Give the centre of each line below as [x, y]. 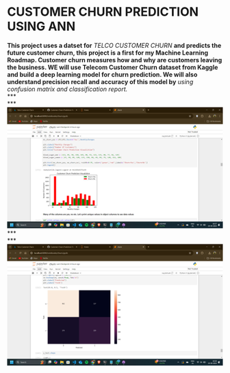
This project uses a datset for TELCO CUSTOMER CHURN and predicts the [114, 45]
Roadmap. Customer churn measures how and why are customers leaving [115, 60]
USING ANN [41, 26]
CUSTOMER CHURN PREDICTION [103, 12]
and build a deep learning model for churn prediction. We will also [102, 74]
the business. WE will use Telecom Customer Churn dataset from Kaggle [113, 67]
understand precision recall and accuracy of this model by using [100, 81]
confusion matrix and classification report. [67, 89]
